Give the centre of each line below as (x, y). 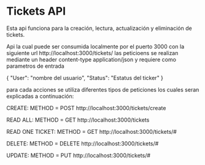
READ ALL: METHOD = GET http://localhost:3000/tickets (78, 120)
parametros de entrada (35, 66)
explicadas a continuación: (40, 96)
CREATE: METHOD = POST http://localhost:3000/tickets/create (86, 108)
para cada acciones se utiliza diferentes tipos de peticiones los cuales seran (103, 89)
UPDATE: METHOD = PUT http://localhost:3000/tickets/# (79, 155)
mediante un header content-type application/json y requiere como (91, 59)
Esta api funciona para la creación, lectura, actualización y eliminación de (99, 28)
